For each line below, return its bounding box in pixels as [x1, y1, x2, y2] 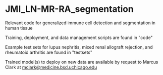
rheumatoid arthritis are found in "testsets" [5, 49, 93, 55]
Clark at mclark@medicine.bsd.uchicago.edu [5, 64, 97, 70]
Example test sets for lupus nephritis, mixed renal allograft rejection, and [5, 44, 153, 50]
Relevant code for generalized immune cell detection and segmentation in [5, 20, 156, 26]
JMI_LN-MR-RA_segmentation [5, 3, 134, 15]
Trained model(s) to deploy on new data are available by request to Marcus [5, 59, 159, 65]
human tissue [5, 25, 33, 31]
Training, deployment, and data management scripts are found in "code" [5, 35, 153, 40]
